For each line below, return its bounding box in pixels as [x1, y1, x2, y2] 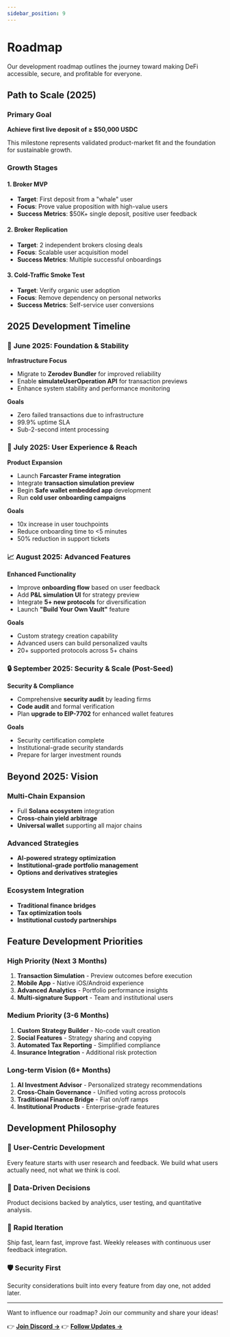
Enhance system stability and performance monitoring [16, 384, 170, 392]
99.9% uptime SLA [16, 418, 71, 427]
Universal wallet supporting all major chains [16, 821, 142, 829]
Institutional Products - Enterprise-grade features [16, 1102, 159, 1110]
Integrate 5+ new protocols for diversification [16, 598, 146, 606]
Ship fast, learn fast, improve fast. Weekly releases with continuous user [7, 1238, 211, 1247]
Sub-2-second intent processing [16, 425, 110, 434]
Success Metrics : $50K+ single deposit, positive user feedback [16, 210, 197, 218]
